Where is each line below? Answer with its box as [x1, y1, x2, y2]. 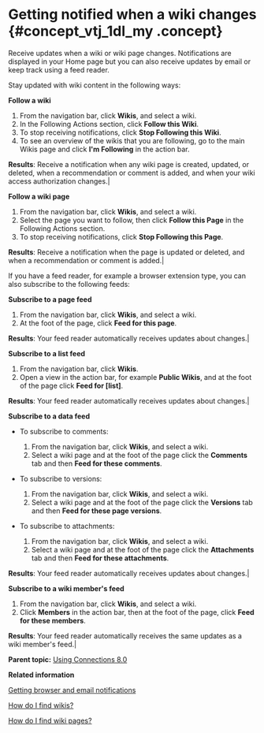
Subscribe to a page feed [8, 294, 92, 304]
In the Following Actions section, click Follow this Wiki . [19, 119, 199, 128]
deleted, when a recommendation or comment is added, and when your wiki [8, 168, 255, 177]
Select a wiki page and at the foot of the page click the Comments [31, 450, 248, 460]
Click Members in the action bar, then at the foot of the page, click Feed [19, 607, 255, 616]
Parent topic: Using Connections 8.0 [8, 654, 128, 664]
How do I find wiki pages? [8, 716, 92, 725]
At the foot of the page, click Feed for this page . [19, 318, 177, 328]
